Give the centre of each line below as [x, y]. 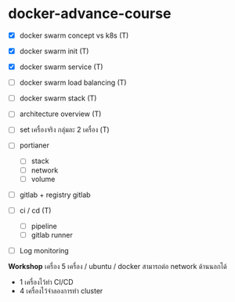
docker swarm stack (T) [58, 98]
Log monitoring [44, 250]
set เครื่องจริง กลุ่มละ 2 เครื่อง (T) [64, 129]
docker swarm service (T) [61, 67]
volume [43, 179]
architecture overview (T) [60, 114]
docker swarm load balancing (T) [73, 82]
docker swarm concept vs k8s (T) [74, 35]
